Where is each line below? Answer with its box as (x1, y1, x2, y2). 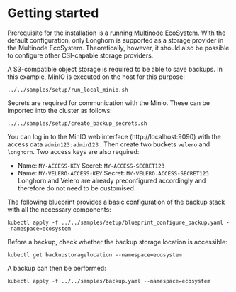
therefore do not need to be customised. (17, 183, 136, 193)
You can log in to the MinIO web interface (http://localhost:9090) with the (7, 132, 221, 141)
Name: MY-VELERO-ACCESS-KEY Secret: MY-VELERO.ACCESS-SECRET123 (17, 168, 209, 177)
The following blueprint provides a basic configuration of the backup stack (7, 198, 225, 206)
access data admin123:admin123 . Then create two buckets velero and (7, 140, 210, 148)
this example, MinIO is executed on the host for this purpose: (7, 72, 186, 81)
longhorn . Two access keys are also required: (7, 147, 140, 156)
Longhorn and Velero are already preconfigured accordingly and (17, 176, 206, 185)
